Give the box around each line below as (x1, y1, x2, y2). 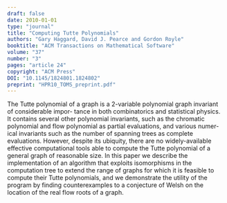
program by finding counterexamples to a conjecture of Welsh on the (7, 181, 204, 189)
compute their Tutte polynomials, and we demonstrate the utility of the (7, 174, 208, 182)
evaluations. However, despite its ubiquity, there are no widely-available (7, 136, 212, 145)
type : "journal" (7, 23, 54, 30)
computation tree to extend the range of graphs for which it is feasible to (7, 166, 215, 175)
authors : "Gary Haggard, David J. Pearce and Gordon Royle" (7, 36, 185, 43)
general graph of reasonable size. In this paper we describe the (7, 152, 188, 160)
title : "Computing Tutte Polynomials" (7, 29, 119, 37)
